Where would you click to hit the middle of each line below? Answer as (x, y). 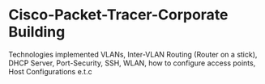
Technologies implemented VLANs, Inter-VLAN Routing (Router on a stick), (133, 54)
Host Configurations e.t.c (50, 71)
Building (37, 32)
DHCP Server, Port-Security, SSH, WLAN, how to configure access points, (132, 63)
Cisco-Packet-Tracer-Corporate (118, 15)
